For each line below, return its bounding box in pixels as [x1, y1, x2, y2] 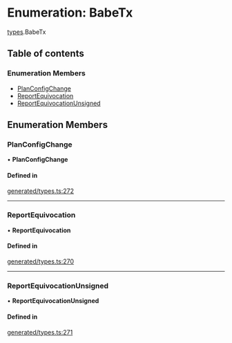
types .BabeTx [7, 28, 46, 36]
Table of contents [7, 48, 84, 59]
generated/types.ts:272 [7, 187, 75, 195]
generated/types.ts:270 [7, 257, 75, 266]
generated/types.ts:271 [7, 328, 73, 336]
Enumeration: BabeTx [7, 5, 133, 21]
